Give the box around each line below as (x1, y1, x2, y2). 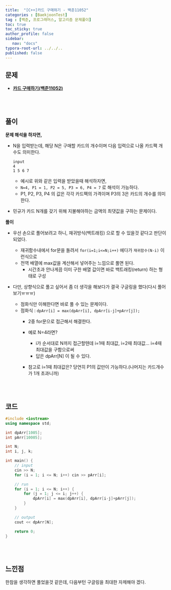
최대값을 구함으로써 (35, 347, 75, 353)
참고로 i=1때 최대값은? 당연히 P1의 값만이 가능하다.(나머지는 (28, 364, 147, 370)
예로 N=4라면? (28, 329, 58, 336)
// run (14, 482, 29, 487)
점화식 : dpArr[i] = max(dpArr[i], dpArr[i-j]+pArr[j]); (20, 307, 140, 313)
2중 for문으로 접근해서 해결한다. (28, 319, 92, 325)
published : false (5, 50, 42, 55)
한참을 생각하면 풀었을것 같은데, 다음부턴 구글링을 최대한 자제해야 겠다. (5, 579, 146, 585)
